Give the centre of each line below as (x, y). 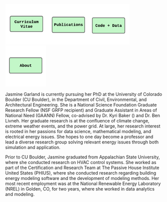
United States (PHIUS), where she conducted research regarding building (81, 173)
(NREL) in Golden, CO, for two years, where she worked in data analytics (80, 189)
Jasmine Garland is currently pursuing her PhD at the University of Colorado (84, 94)
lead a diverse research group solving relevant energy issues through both (82, 142)
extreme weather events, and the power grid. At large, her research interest (83, 126)
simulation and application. (33, 147)
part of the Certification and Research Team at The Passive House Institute (82, 167)
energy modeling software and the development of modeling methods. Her (82, 178)
